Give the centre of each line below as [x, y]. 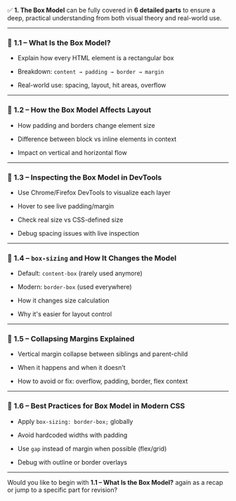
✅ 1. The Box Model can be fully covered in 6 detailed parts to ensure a [111, 10]
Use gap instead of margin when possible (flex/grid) [92, 448]
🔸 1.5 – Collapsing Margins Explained [71, 339]
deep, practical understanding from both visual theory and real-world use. [114, 18]
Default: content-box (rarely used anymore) [80, 274]
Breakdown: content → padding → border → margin [91, 72]
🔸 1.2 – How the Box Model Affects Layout [79, 110]
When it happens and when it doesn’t [71, 368]
